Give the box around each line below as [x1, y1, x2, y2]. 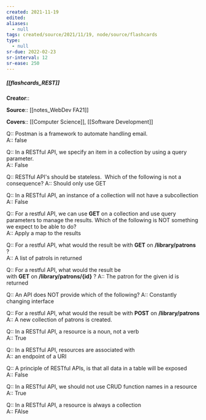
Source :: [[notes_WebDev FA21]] [6, 107, 89, 114]
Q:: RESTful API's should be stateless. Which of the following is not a [6, 173, 182, 181]
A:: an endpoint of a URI [6, 353, 67, 360]
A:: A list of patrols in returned [6, 255, 82, 262]
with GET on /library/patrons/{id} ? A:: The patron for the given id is [6, 273, 180, 280]
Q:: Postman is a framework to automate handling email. [6, 130, 148, 138]
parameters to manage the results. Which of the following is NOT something [6, 217, 199, 224]
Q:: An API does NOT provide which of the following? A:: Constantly [6, 291, 177, 299]
